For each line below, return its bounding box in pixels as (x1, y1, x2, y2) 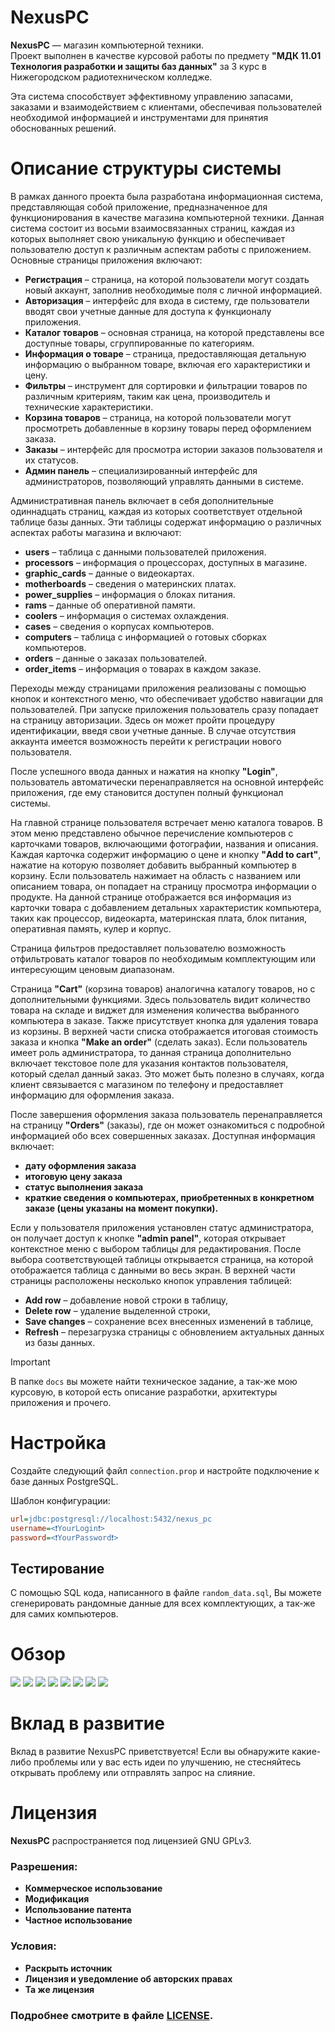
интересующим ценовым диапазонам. (10, 963, 175, 975)
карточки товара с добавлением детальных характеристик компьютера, (10, 901, 322, 913)
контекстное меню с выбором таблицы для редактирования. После (10, 1242, 302, 1255)
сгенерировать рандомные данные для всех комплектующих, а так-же (10, 1597, 316, 1610)
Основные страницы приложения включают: (10, 254, 203, 266)
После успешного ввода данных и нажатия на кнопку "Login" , (10, 765, 278, 777)
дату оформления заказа (24, 1159, 137, 1171)
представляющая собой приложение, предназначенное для (10, 201, 268, 213)
